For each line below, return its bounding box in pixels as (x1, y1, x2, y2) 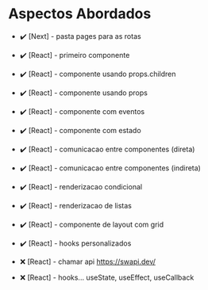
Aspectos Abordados (8, 5, 152, 23)
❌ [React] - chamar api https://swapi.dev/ (19, 257, 156, 266)
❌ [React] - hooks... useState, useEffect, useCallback (19, 273, 195, 282)
